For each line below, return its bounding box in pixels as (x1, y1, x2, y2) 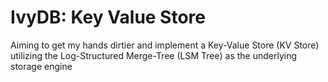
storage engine (10, 60, 73, 72)
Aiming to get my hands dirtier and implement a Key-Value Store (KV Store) (10, 39, 320, 51)
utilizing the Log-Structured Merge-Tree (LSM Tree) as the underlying (10, 49, 298, 61)
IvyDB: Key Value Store (10, 6, 207, 29)
